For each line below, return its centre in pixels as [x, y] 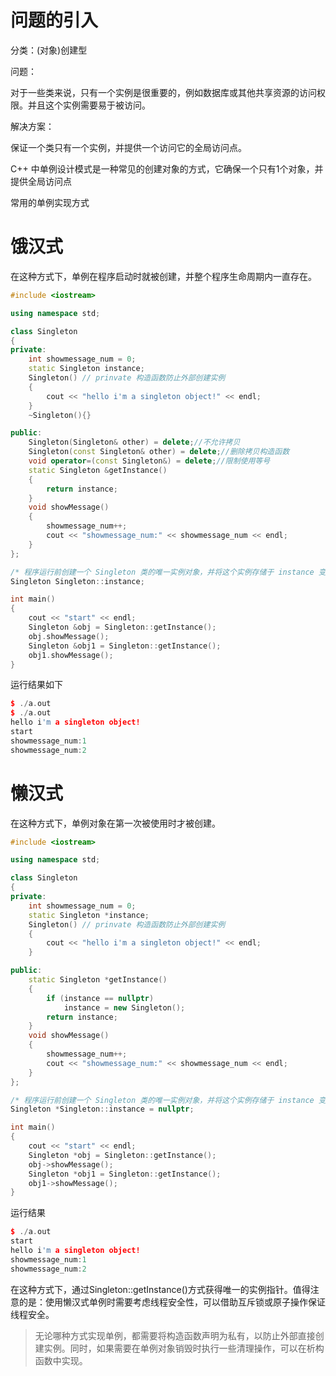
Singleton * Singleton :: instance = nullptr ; [102, 1109]
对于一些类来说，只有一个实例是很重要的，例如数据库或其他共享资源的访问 [163, 92]
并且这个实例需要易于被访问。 [89, 105]
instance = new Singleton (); [124, 1007]
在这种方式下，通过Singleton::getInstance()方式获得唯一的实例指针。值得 [160, 1289]
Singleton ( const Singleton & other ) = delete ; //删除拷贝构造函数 [159, 452]
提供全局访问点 [41, 181]
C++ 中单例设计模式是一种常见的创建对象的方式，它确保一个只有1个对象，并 [167, 168]
